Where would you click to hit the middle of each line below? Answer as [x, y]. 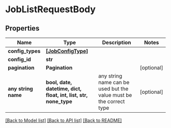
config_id [20, 59]
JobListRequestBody [50, 9]
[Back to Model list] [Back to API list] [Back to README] [64, 120]
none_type [59, 101]
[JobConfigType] [67, 51]
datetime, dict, [64, 89]
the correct [112, 101]
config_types [24, 51]
